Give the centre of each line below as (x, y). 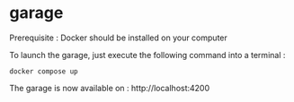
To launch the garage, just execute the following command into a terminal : (147, 55)
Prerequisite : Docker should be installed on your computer (118, 38)
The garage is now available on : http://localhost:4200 (110, 88)
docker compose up (44, 71)
